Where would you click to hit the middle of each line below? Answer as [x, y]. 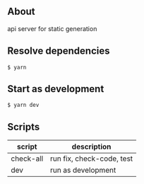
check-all [27, 159]
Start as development [56, 89]
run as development [83, 171]
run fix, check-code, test [91, 159]
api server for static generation [52, 28]
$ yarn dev [23, 105]
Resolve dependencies [59, 51]
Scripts [24, 127]
